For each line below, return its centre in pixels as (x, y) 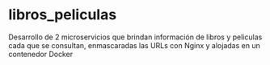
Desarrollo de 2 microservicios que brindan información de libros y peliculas (135, 37)
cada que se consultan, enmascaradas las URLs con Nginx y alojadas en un (134, 45)
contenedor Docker (41, 54)
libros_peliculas (63, 15)
